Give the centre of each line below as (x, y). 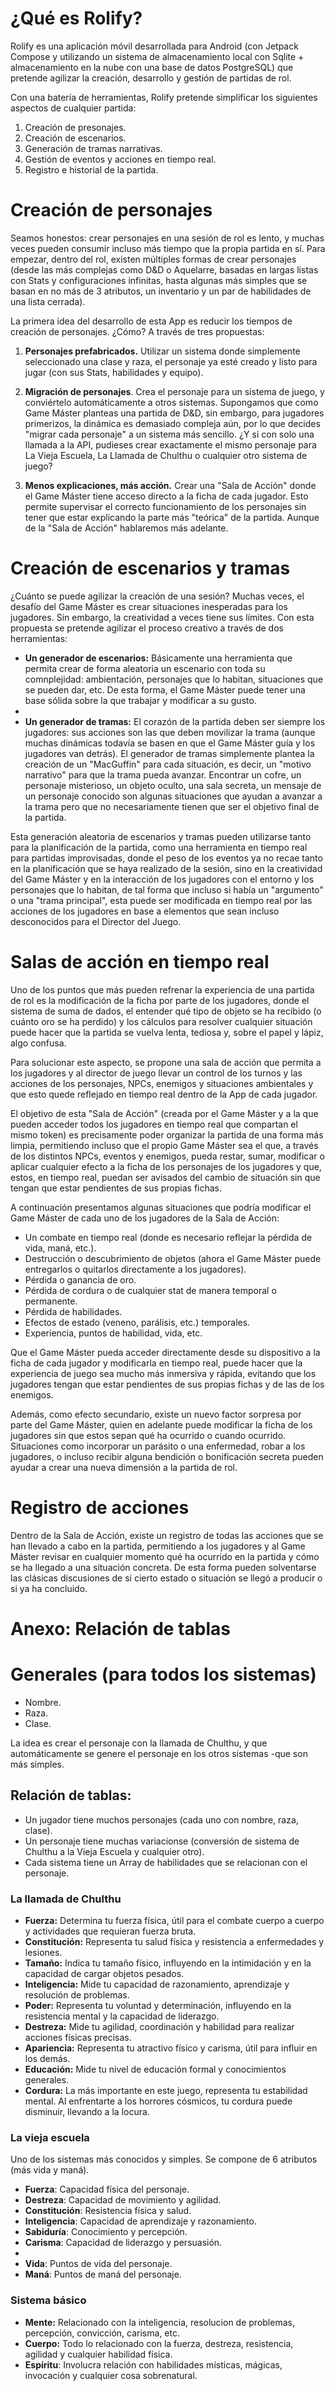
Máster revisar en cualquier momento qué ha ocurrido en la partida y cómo (165, 1556)
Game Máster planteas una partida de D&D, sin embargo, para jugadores (174, 413)
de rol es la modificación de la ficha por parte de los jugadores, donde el (160, 1000)
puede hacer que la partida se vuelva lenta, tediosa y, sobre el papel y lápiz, (167, 1032)
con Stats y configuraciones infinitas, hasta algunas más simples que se (159, 280)
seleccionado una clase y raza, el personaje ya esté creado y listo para (171, 361)
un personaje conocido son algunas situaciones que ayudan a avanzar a (173, 796)
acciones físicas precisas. (78, 2037)
